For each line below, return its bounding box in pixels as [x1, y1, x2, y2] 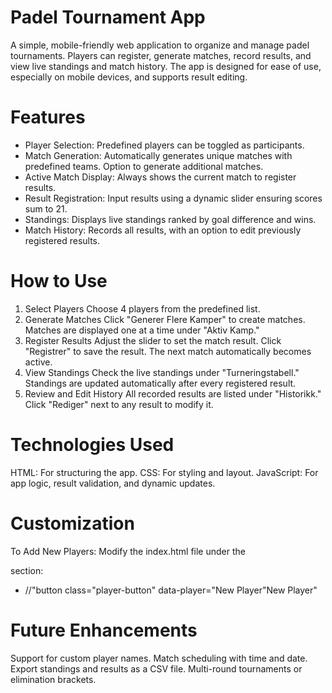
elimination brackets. [10, 673, 97, 685]
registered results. [24, 234, 101, 246]
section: [10, 564, 44, 576]
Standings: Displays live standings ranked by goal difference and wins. [24, 213, 317, 225]
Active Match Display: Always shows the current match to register [24, 171, 297, 183]
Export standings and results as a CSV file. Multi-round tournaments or [10, 662, 303, 675]
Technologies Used [10, 434, 175, 456]
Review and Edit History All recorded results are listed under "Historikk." [24, 387, 322, 400]
